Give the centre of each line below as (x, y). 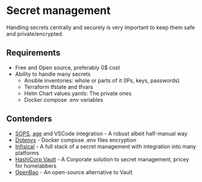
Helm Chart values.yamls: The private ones (78, 93)
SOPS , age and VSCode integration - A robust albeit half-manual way (101, 133)
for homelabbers (36, 166)
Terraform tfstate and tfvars (59, 87)
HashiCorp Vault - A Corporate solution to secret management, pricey (102, 159)
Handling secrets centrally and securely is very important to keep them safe (101, 27)
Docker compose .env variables (64, 99)
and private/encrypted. (35, 33)
